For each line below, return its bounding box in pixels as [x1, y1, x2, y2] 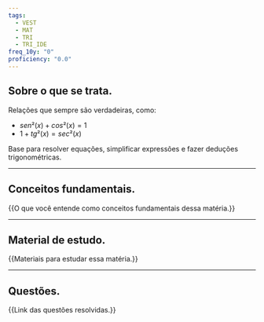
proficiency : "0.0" [8, 56, 72, 64]
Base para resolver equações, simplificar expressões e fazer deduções [8, 144, 238, 153]
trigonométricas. [8, 152, 62, 162]
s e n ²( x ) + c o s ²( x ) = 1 [19, 120, 88, 130]
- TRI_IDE [15, 41, 47, 49]
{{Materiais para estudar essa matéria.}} [8, 254, 139, 264]
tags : [8, 11, 26, 20]
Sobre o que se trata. [8, 84, 112, 98]
